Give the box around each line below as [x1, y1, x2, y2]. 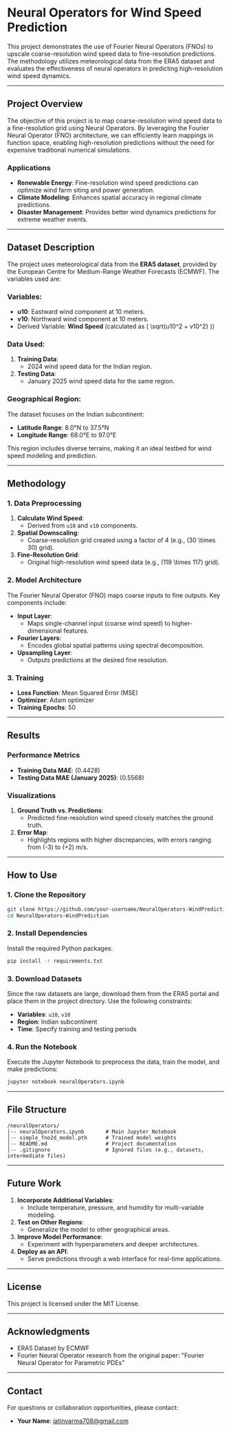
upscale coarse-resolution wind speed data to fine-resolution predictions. [7, 50, 217, 58]
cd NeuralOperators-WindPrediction [7, 912, 109, 919]
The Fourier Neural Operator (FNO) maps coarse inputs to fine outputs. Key [7, 591, 221, 599]
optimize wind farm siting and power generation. [16, 186, 155, 195]
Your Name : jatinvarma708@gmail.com [16, 1417, 129, 1425]
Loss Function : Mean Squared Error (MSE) [16, 688, 139, 697]
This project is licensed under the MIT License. [7, 1299, 140, 1308]
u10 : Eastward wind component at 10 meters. [16, 308, 146, 316]
